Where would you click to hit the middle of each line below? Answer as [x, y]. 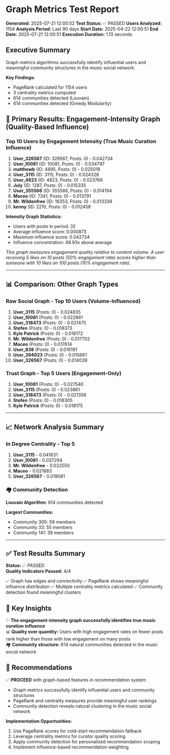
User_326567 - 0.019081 [39, 476]
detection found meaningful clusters [43, 592]
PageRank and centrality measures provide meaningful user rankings [85, 701]
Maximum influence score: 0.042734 [51, 237]
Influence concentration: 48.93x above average [63, 243]
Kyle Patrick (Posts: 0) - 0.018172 [48, 333]
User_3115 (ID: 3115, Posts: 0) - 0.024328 [56, 175]
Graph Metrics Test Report [62, 9]
